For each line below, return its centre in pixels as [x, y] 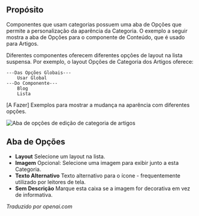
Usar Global [32, 78]
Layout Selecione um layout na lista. [60, 156]
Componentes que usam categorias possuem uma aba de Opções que [94, 24]
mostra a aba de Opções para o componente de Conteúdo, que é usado [96, 37]
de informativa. [34, 194]
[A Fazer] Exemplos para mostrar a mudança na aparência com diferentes [98, 105]
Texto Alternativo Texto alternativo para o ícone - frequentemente [98, 175]
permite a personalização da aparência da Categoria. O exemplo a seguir [97, 31]
